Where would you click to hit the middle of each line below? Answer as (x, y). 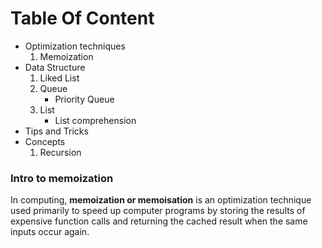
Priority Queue (84, 99)
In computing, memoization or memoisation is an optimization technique (161, 200)
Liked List (59, 78)
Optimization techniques (75, 46)
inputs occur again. (50, 232)
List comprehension (95, 120)
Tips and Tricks (56, 131)
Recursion (60, 152)
